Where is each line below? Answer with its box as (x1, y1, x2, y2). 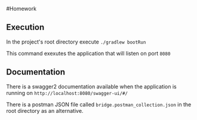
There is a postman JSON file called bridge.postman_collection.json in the (6, 101, 192, 108)
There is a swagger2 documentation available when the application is (6, 83, 177, 90)
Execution (6, 22, 45, 32)
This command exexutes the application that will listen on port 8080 (6, 50, 171, 57)
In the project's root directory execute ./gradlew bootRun (6, 38, 146, 45)
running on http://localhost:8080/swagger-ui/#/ (6, 89, 128, 96)
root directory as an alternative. (6, 107, 84, 114)
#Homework (6, 5, 37, 12)
